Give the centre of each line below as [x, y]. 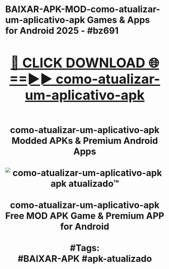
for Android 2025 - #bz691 [62, 31]
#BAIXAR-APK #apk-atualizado [85, 259]
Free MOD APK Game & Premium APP [85, 216]
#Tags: [85, 248]
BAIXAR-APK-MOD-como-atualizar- [83, 9]
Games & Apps [119, 20]
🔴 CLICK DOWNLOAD [78, 63]
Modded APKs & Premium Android [85, 141]
